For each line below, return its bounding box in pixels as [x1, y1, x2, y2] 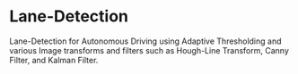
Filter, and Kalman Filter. [9, 54, 99, 65]
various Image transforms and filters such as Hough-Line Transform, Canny [9, 45, 290, 55]
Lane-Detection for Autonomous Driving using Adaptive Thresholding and [9, 36, 282, 46]
